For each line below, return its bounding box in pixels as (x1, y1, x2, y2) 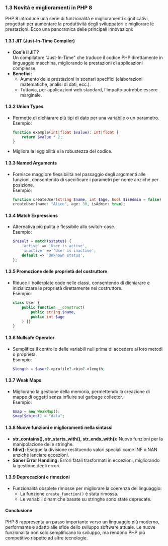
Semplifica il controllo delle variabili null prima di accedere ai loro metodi (12, 346, 163, 352)
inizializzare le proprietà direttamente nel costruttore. (12, 285, 123, 291)
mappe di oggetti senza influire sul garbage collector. (12, 394, 123, 400)
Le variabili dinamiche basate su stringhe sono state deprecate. (20, 496, 152, 502)
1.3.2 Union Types (5, 103, 44, 110)
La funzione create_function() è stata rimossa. (20, 490, 119, 497)
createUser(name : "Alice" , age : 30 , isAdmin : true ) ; (12, 201, 126, 207)
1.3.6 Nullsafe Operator (5, 335, 55, 341)
